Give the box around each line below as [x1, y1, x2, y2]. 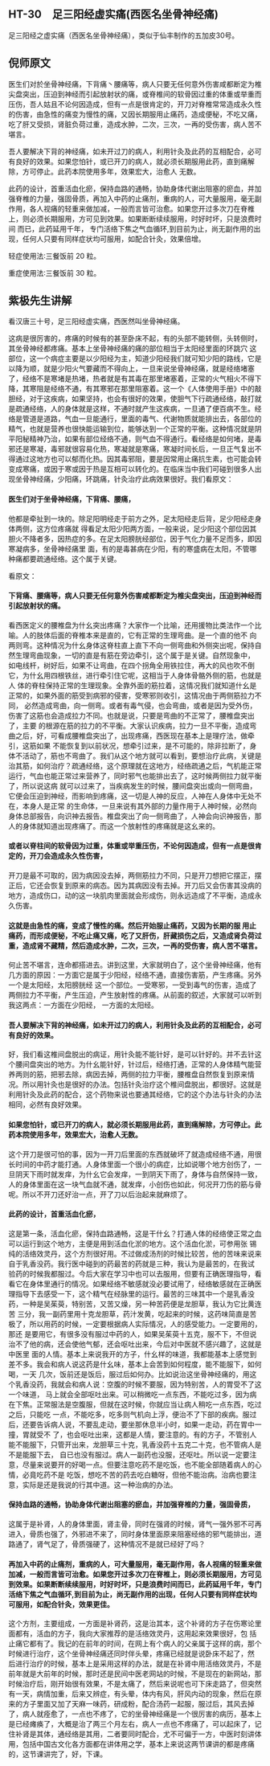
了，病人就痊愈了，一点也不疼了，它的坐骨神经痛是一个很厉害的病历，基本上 [8, 1709, 262, 1719]
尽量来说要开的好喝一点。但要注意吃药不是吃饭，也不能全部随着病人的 [22, 1460, 255, 1469]
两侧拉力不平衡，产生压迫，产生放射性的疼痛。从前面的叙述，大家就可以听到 [8, 990, 262, 1000]
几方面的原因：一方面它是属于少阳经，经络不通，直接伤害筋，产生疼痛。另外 [8, 970, 262, 980]
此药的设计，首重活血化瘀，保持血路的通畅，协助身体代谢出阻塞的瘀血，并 [8, 183, 255, 193]
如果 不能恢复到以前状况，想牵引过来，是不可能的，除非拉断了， [35, 740, 250, 750]
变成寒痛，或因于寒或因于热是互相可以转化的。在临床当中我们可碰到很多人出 [8, 465, 262, 474]
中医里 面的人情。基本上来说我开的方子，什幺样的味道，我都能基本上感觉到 [8, 1349, 257, 1358]
